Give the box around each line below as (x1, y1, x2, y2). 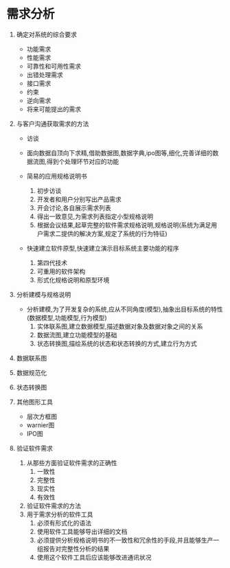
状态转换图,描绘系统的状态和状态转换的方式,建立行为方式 (36, 339, 197, 348)
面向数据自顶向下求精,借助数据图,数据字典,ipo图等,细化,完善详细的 (26, 148, 214, 157)
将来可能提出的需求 (26, 104, 82, 113)
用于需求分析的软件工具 (26, 510, 93, 519)
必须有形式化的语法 (36, 519, 92, 527)
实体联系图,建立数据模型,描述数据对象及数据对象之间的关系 (36, 322, 203, 330)
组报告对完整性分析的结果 (36, 544, 110, 553)
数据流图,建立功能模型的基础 (36, 330, 117, 339)
